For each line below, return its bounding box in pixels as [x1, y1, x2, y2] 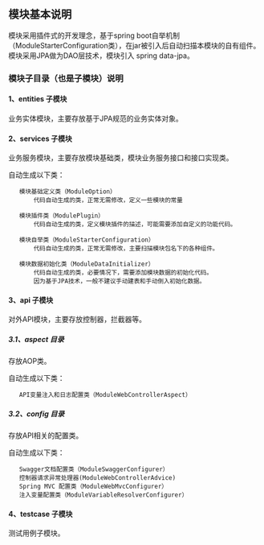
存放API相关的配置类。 [8, 431, 83, 440]
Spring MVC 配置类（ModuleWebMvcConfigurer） [18, 482, 169, 491]
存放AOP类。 [8, 357, 51, 366]
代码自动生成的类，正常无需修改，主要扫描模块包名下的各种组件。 [33, 245, 219, 253]
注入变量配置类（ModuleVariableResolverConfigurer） [18, 491, 189, 499]
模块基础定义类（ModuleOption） [18, 188, 116, 196]
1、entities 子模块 [8, 94, 67, 104]
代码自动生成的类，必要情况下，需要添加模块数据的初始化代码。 [33, 269, 213, 277]
